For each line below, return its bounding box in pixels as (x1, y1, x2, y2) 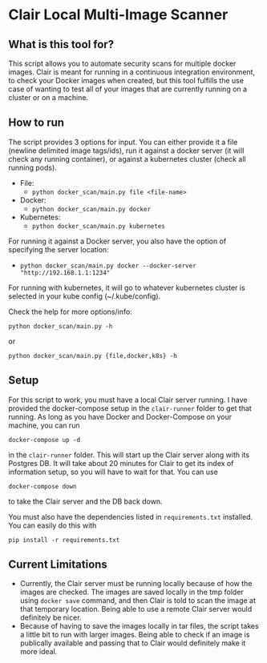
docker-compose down (8, 482, 78, 490)
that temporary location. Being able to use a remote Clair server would (19, 605, 253, 614)
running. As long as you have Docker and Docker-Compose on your (8, 412, 233, 421)
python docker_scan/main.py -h (8, 322, 113, 330)
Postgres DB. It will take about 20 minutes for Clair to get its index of (8, 458, 234, 468)
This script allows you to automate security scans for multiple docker (8, 58, 237, 68)
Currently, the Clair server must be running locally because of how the (19, 579, 253, 589)
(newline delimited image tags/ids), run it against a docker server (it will (8, 146, 245, 155)
